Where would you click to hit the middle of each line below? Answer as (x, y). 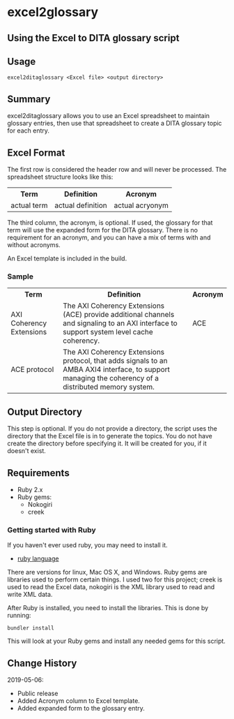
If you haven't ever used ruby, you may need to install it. (88, 545)
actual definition (81, 205)
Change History (42, 663)
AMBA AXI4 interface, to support (116, 369)
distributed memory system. (109, 387)
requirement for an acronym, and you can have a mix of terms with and (109, 237)
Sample (20, 276)
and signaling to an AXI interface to (120, 323)
